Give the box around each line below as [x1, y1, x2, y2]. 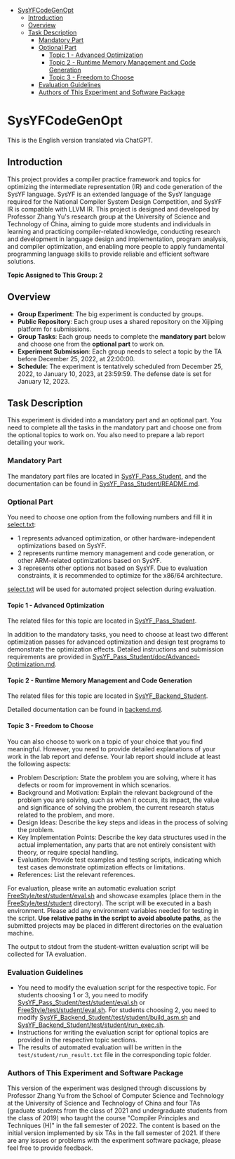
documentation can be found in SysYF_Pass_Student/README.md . [7, 479, 200, 488]
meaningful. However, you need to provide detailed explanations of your [7, 744, 216, 753]
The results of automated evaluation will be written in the [17, 1043, 182, 1051]
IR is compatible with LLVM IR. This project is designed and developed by [7, 205, 220, 213]
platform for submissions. [17, 325, 92, 333]
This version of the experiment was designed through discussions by [7, 1084, 207, 1092]
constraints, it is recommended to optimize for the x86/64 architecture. [17, 571, 223, 579]
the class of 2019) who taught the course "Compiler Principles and [7, 1114, 200, 1122]
